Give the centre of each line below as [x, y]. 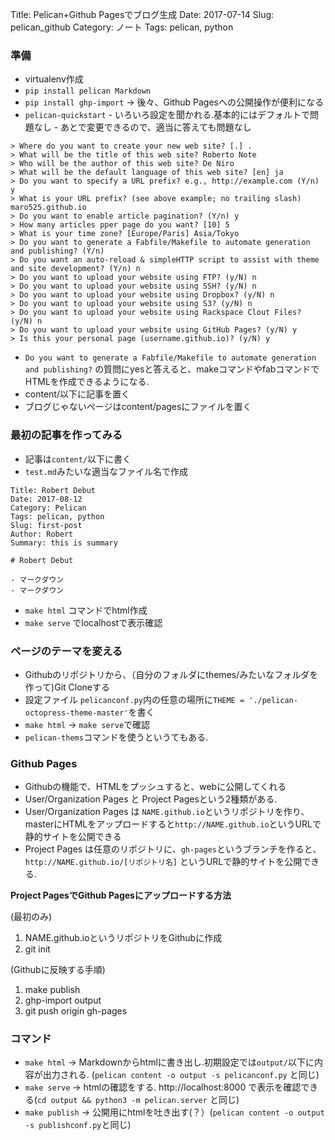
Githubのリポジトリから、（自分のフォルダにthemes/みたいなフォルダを [171, 674]
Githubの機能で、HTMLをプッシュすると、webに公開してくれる [155, 787]
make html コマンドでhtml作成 [86, 610]
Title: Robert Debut [53, 490]
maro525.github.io [48, 208]
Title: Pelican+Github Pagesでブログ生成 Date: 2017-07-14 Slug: [142, 14]
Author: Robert [42, 534]
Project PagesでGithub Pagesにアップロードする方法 [121, 895]
